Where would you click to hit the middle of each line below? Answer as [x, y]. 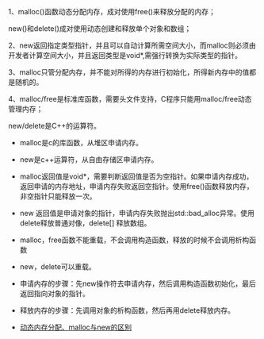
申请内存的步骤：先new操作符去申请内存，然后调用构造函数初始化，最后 [138, 283]
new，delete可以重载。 [58, 267]
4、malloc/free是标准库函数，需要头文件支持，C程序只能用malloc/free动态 [130, 99]
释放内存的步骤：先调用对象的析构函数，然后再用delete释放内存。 [127, 310]
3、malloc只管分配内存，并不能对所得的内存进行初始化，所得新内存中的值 [129, 72]
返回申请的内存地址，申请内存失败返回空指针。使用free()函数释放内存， [136, 186]
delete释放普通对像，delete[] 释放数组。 [85, 223]
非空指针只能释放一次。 [58, 196]
